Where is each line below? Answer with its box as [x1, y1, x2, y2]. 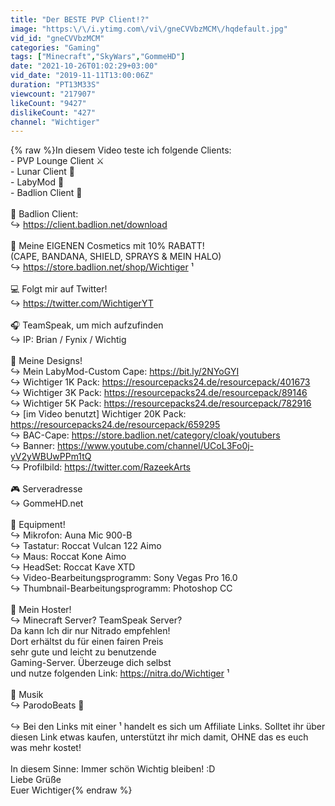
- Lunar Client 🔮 [10, 166, 76, 178]
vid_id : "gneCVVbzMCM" [10, 33, 105, 43]
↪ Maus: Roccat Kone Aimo [10, 551, 127, 563]
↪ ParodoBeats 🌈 [10, 699, 85, 711]
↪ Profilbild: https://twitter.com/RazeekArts [10, 461, 191, 473]
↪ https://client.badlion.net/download [10, 219, 168, 231]
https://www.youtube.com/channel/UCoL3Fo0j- [56, 440, 255, 452]
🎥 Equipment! [10, 519, 66, 531]
